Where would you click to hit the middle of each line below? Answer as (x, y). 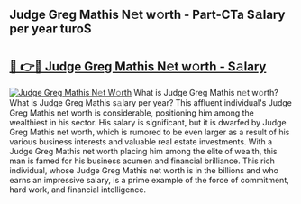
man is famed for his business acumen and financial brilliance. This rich (142, 161)
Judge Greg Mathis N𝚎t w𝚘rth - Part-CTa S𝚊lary (147, 15)
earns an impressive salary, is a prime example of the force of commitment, (150, 180)
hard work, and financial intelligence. (78, 190)
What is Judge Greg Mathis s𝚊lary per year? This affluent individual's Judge (151, 102)
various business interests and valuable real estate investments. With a (141, 142)
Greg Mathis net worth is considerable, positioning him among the (132, 113)
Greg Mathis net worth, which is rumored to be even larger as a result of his (150, 132)
